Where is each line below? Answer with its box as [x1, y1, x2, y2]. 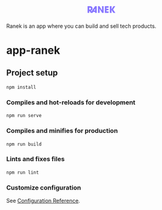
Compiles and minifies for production [6, 127, 118, 135]
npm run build [6, 141, 42, 147]
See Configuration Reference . [6, 197, 80, 205]
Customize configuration [6, 183, 82, 192]
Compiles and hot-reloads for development [6, 98, 136, 106]
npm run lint [6, 169, 39, 176]
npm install [6, 84, 36, 90]
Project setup [6, 68, 59, 78]
